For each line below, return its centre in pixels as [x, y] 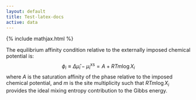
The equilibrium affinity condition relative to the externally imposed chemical [98, 50]
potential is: [20, 56]
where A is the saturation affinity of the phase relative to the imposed [89, 77]
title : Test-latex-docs [35, 17]
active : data [22, 22]
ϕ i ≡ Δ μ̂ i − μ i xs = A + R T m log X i [98, 66]
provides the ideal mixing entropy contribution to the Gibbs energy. [87, 90]
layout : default [26, 11]
